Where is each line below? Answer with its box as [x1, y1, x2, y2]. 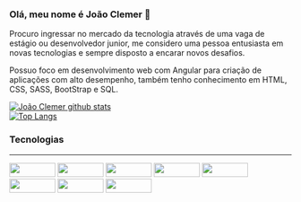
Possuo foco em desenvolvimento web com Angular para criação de [9, 65, 262, 75]
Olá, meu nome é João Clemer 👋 [9, 8, 150, 21]
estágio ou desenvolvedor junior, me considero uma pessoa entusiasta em [9, 38, 284, 48]
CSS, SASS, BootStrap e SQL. [9, 84, 119, 95]
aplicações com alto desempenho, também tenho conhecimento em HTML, [9, 75, 288, 85]
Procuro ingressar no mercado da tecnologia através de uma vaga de [9, 29, 265, 40]
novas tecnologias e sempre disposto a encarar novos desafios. [9, 48, 245, 58]
